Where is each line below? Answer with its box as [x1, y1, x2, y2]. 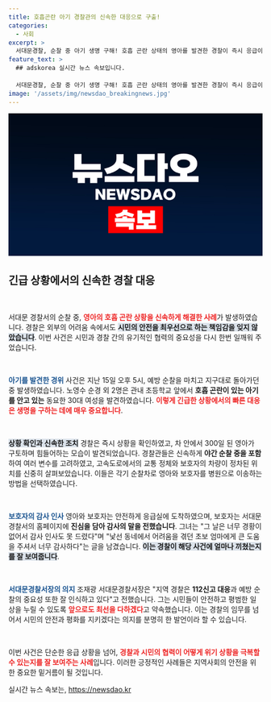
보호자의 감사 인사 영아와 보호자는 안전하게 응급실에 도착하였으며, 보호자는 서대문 [8, 511, 262, 521]
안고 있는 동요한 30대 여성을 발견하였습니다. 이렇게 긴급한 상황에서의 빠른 [16, 395, 246, 405]
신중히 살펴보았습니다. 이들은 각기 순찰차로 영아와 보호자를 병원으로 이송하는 [23, 468, 263, 478]
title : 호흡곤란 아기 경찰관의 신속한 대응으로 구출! [8, 13, 161, 21]
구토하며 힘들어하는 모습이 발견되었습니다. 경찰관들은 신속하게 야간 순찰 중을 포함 [8, 448, 262, 458]
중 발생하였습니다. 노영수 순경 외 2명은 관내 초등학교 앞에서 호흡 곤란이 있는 [8, 385, 244, 395]
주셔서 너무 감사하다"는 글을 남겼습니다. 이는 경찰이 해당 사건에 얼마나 [16, 541, 234, 551]
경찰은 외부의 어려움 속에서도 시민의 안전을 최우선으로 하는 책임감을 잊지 [25, 322, 250, 332]
